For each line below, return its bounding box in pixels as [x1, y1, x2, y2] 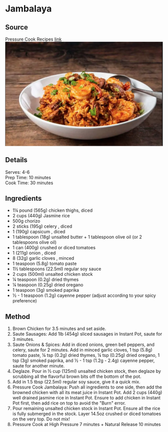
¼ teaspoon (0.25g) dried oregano [12, 282, 83, 288]
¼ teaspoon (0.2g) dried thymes [12, 276, 79, 283]
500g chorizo [12, 218, 40, 224]
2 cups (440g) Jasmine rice [12, 213, 70, 219]
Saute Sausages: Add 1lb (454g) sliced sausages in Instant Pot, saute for [12, 331, 162, 337]
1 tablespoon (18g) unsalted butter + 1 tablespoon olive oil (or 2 [12, 234, 142, 240]
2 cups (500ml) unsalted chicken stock [12, 271, 93, 277]
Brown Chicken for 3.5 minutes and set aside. [12, 326, 106, 332]
